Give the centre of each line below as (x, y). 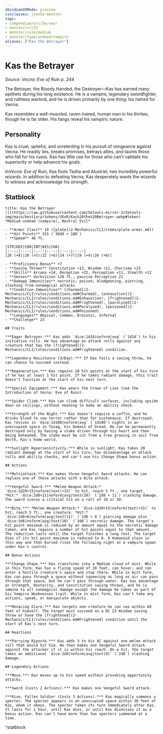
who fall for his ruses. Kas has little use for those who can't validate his (76, 157)
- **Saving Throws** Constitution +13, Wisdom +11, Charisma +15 (73, 268)
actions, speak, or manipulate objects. (47, 598)
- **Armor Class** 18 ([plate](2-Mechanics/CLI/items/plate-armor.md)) (79, 230)
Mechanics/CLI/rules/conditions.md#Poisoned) (52, 311)
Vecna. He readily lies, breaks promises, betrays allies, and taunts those (77, 151)
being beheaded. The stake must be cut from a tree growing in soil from (82, 436)
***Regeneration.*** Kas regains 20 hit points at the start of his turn (82, 371)
